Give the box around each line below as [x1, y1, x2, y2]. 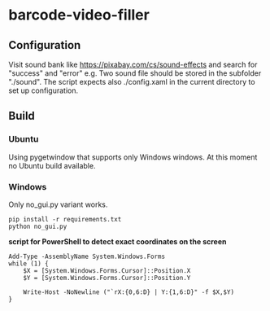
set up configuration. [8, 85, 79, 95]
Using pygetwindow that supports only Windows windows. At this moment [8, 152, 258, 162]
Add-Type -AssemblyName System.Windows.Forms [8, 252, 165, 261]
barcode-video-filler [8, 6, 150, 24]
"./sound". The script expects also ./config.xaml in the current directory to [8, 77, 255, 86]
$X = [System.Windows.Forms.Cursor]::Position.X [23, 266, 191, 274]
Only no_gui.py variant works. [8, 199, 108, 209]
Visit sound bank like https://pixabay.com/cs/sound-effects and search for [8, 59, 258, 69]
